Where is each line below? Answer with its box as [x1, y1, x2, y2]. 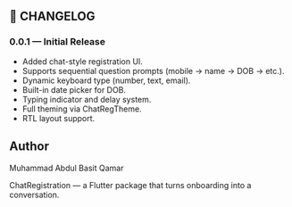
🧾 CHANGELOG [9, 9, 96, 24]
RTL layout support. [21, 112, 96, 123]
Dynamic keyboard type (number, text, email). [21, 75, 191, 86]
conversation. [9, 189, 60, 200]
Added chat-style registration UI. [21, 55, 143, 67]
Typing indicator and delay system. [21, 94, 152, 104]
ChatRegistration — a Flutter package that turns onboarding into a [9, 179, 252, 190]
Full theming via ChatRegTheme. [21, 103, 142, 114]
